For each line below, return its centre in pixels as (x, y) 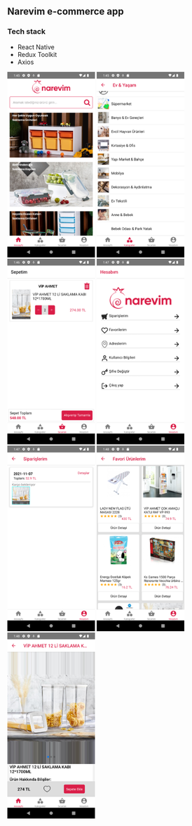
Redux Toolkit (37, 54)
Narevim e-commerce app (66, 12)
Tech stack (26, 32)
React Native (36, 47)
